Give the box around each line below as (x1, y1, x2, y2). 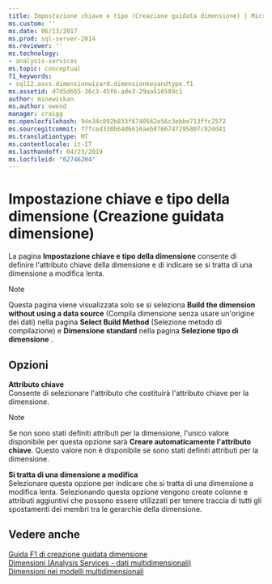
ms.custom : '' (8, 19, 57, 28)
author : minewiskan (8, 95, 74, 103)
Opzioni (8, 358, 49, 371)
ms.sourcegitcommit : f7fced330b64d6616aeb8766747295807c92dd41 (8, 125, 227, 133)
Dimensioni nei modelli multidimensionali (8, 566, 144, 576)
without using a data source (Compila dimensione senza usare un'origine (8, 309, 255, 319)
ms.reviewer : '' (8, 42, 63, 50)
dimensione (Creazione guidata (8, 208, 225, 225)
